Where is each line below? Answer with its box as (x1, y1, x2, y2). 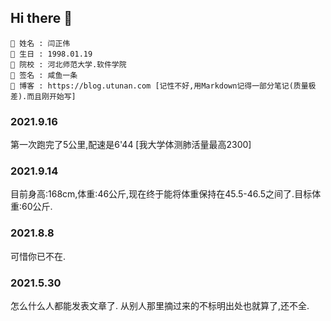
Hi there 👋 (10, 10, 73, 27)
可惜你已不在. (10, 250, 67, 262)
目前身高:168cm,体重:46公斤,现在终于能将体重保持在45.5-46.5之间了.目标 (10, 188, 313, 200)
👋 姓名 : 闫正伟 (10, 38, 71, 48)
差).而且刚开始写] (10, 91, 77, 101)
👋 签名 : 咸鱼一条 (10, 70, 78, 80)
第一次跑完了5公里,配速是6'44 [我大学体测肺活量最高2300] (10, 139, 252, 151)
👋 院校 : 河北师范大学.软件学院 (10, 59, 127, 70)
